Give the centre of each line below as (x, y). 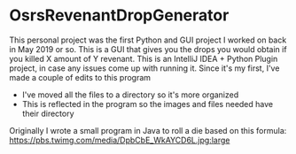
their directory (48, 113)
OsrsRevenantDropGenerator (119, 15)
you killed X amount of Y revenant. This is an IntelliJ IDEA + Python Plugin (144, 58)
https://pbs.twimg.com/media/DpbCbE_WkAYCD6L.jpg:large (120, 140)
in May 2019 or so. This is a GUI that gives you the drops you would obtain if (148, 49)
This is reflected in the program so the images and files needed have (147, 104)
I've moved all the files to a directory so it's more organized (130, 95)
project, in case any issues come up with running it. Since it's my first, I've (144, 68)
